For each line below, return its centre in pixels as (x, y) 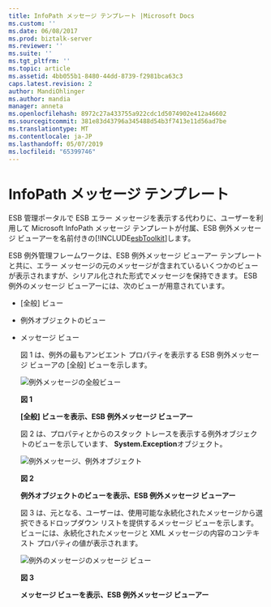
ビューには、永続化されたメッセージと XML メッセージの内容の (126, 533)
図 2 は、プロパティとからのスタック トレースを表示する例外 (121, 434)
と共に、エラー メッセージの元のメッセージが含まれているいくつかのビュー (133, 266)
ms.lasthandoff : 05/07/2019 (56, 144)
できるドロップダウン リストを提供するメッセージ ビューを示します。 (142, 523)
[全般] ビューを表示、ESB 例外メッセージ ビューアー (106, 417)
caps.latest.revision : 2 (50, 83)
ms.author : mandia (39, 99)
